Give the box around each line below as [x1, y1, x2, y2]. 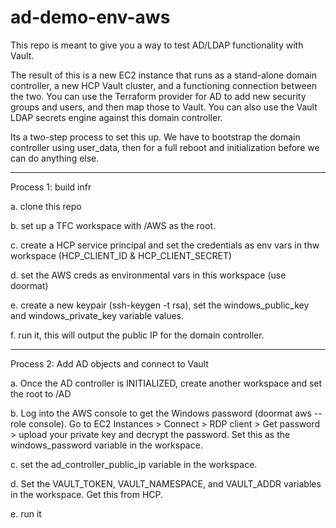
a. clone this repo [10, 200, 82, 212]
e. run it [10, 507, 42, 520]
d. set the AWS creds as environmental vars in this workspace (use [10, 269, 287, 281]
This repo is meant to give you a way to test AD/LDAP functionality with [10, 39, 304, 51]
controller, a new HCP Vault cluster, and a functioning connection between [10, 79, 318, 91]
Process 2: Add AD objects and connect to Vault [10, 357, 209, 370]
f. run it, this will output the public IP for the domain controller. [10, 329, 265, 341]
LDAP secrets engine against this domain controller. [10, 111, 223, 123]
